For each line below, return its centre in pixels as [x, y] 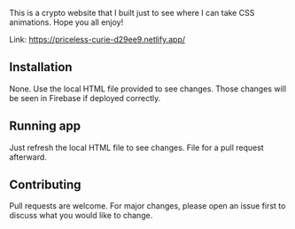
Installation [41, 67]
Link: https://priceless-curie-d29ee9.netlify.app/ [97, 39]
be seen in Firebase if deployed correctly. [85, 98]
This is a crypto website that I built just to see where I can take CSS [132, 13]
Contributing [45, 185]
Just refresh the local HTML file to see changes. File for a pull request [136, 147]
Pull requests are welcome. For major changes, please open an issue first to [147, 206]
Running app [45, 126]
